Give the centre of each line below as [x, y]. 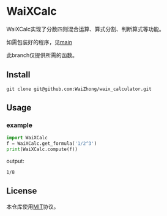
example [19, 125]
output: [15, 161]
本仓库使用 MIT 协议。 [33, 206]
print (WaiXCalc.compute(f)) [42, 149]
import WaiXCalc [27, 138]
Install [18, 75]
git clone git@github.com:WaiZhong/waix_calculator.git [79, 89]
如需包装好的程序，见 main [39, 42]
